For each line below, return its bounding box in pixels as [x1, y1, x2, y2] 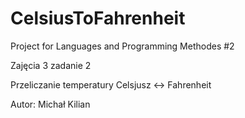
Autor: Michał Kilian [10, 98, 91, 110]
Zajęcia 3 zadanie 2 [10, 59, 92, 71]
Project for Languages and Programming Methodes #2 [10, 40, 235, 52]
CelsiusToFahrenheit [10, 7, 186, 30]
